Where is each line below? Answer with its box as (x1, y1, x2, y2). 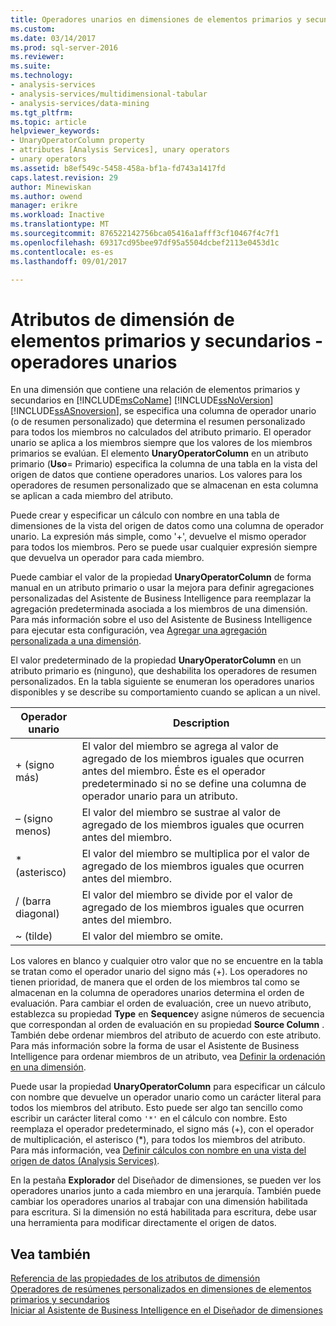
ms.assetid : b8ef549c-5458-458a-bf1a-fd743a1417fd (10, 163, 226, 173)
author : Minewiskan (10, 182, 92, 192)
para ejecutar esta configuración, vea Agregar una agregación (10, 624, 267, 636)
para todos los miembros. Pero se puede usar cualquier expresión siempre (10, 541, 318, 553)
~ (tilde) (15, 929, 53, 943)
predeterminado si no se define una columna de (81, 777, 307, 791)
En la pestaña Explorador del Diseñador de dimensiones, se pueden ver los (10, 1174, 322, 1186)
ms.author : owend (10, 191, 83, 201)
